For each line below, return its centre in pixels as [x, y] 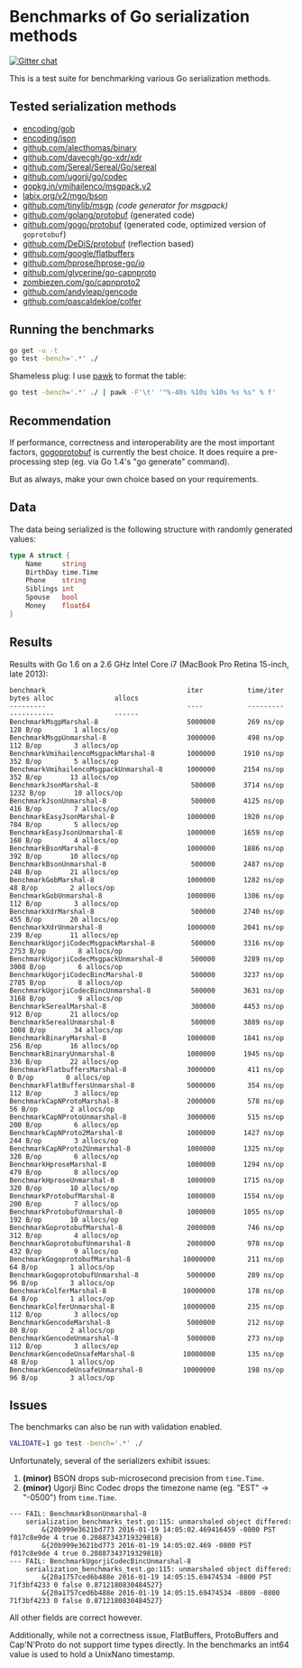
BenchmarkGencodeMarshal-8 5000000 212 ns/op [146, 1322]
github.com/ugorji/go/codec [75, 176]
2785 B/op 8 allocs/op [66, 983]
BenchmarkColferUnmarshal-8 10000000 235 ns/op [146, 1307]
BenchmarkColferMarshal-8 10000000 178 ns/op [146, 1291]
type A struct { [40, 555]
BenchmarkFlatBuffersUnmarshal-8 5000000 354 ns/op [146, 1086]
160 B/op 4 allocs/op [64, 840]
